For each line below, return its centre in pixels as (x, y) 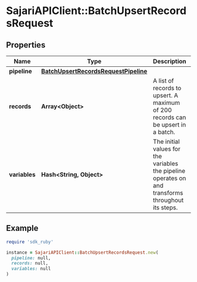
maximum (166, 103)
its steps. (165, 208)
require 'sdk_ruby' (30, 242)
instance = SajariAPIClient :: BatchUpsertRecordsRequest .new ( (82, 252)
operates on (169, 178)
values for (167, 149)
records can (169, 117)
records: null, (30, 263)
